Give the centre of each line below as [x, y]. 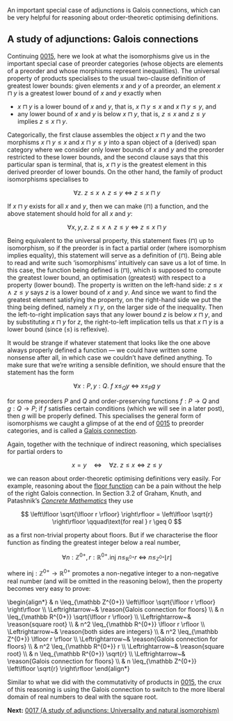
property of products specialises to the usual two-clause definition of [106, 78]
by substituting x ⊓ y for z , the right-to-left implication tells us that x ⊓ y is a [115, 322]
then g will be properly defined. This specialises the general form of [104, 415]
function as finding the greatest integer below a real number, [94, 542]
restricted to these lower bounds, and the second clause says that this [108, 157]
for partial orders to [35, 451]
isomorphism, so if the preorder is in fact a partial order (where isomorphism [116, 248]
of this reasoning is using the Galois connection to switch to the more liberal [116, 689]
